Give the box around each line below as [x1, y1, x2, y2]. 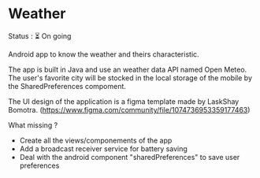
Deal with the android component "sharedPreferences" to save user [19, 152, 240, 161]
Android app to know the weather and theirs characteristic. [8, 49, 199, 59]
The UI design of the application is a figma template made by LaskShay [8, 96, 240, 106]
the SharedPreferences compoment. [8, 81, 126, 91]
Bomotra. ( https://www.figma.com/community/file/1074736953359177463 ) [8, 105, 251, 114]
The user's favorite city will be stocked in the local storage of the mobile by [8, 72, 253, 83]
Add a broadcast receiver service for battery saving [19, 143, 188, 154]
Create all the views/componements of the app [19, 135, 173, 145]
